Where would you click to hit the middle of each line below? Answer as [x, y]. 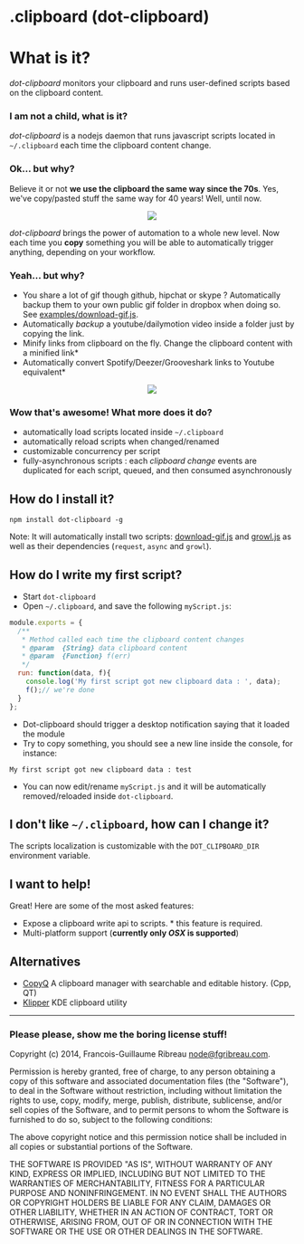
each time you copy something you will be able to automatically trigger [142, 242]
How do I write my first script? [96, 575]
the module [43, 734]
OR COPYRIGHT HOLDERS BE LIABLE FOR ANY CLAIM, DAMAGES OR [140, 1203]
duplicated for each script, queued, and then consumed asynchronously [157, 470]
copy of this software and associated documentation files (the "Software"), [149, 1081]
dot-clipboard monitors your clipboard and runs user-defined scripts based [150, 83]
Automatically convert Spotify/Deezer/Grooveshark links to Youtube [148, 363]
